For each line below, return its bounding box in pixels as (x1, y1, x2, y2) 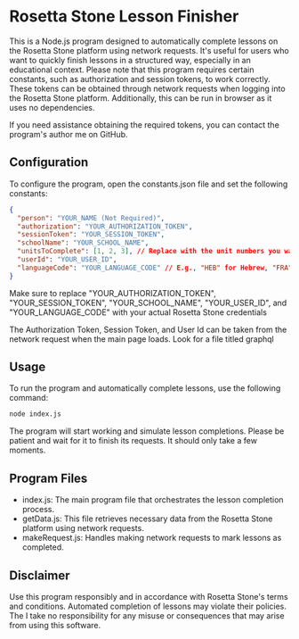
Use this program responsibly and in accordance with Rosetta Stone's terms (9, 591, 288, 602)
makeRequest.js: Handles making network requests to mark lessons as (21, 533, 282, 544)
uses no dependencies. (9, 102, 95, 112)
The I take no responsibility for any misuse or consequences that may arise (9, 610, 285, 621)
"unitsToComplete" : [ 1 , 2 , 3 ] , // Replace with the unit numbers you (17, 247, 281, 256)
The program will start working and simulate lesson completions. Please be (9, 426, 285, 436)
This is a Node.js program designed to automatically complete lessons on (9, 36, 279, 46)
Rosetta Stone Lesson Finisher (9, 6, 239, 27)
